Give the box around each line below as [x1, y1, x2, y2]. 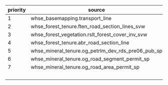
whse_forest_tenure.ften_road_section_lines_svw [30, 23, 145, 29]
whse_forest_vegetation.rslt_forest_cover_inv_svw [30, 31, 147, 38]
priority [7, 6, 26, 13]
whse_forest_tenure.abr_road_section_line [30, 39, 129, 46]
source [88, 6, 105, 13]
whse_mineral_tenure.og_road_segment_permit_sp [30, 55, 150, 62]
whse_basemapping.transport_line [30, 15, 111, 21]
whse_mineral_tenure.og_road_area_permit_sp [30, 63, 140, 70]
